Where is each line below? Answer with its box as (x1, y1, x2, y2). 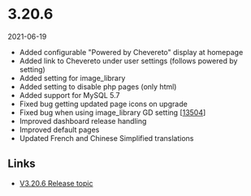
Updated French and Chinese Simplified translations (19, 133, 194, 143)
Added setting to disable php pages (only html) (19, 82, 177, 92)
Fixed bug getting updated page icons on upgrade (19, 99, 188, 109)
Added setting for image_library (19, 73, 126, 83)
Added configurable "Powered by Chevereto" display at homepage (19, 47, 244, 57)
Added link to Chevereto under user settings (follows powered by (19, 56, 238, 66)
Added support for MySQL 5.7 (19, 90, 120, 100)
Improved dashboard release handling (19, 116, 147, 126)
